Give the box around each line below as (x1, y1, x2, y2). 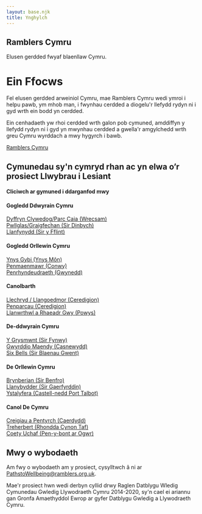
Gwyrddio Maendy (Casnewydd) (6, 343, 88, 350)
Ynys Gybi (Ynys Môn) (6, 256, 63, 263)
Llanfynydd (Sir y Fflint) (6, 228, 65, 236)
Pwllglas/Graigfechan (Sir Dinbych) (6, 222, 94, 229)
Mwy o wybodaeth (6, 447, 78, 457)
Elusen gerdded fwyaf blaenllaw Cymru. (6, 53, 107, 61)
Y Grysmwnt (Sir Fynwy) (6, 337, 68, 344)
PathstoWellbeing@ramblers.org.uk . (6, 470, 96, 478)
